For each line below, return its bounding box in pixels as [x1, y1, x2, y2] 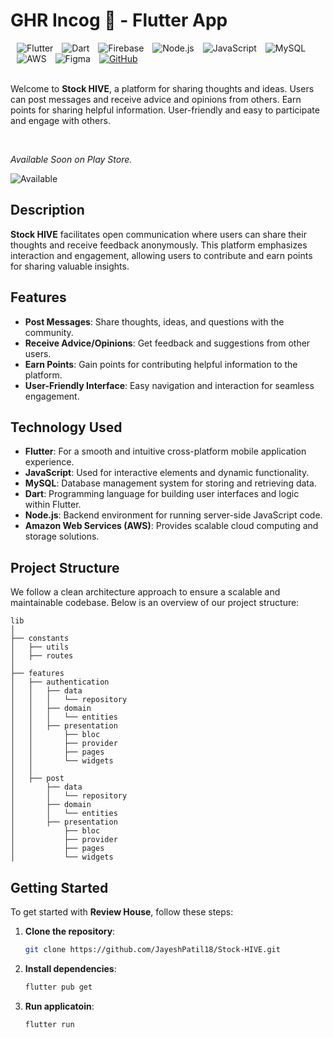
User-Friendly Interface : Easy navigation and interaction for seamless [24, 379, 315, 391]
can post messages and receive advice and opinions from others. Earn [10, 93, 302, 105]
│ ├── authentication [10, 677, 110, 688]
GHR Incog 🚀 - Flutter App [10, 9, 228, 32]
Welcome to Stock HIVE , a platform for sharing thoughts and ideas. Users [10, 82, 315, 94]
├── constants [10, 634, 70, 644]
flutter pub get [24, 982, 93, 992]
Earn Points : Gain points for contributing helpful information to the [24, 358, 298, 370]
